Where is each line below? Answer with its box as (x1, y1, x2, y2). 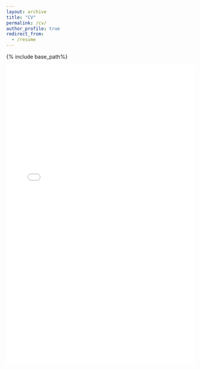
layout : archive (6, 8, 47, 15)
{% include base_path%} (6, 53, 68, 60)
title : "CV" (6, 14, 36, 20)
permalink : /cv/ (6, 20, 47, 26)
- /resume (11, 37, 36, 43)
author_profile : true (6, 25, 60, 32)
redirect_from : (6, 31, 44, 37)
